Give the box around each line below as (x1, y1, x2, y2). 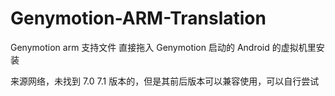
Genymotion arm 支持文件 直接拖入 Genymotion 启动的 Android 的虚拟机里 (10, 41, 317, 53)
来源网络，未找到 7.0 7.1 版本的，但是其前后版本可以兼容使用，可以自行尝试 (10, 75, 320, 87)
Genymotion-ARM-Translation (10, 7, 267, 30)
